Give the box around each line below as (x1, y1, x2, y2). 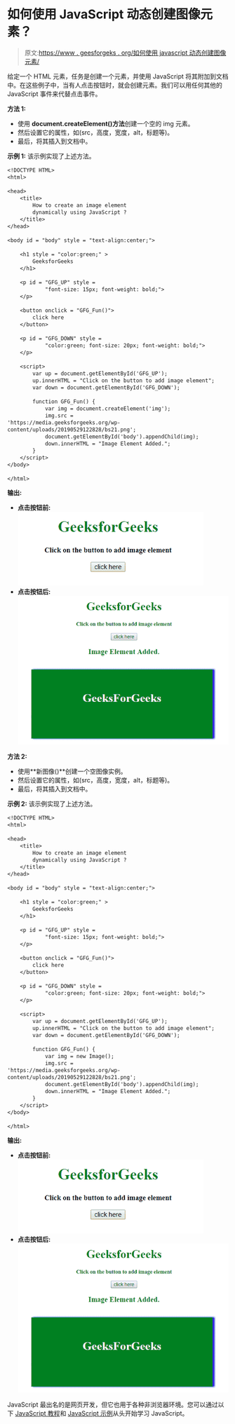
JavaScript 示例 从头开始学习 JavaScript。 (67, 1409, 189, 1417)
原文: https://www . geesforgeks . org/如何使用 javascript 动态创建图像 (24, 48, 227, 57)
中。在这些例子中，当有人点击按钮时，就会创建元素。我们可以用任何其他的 (7, 81, 222, 89)
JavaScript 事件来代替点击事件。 (7, 89, 102, 98)
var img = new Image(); (44, 1053, 114, 1060)
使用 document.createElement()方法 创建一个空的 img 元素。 (17, 119, 194, 128)
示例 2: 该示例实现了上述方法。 (7, 800, 97, 808)
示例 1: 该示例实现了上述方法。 (7, 151, 95, 160)
